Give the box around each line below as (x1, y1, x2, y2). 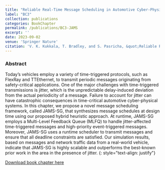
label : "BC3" (5, 12, 32, 17)
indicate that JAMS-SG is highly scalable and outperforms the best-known (5, 144, 156, 150)
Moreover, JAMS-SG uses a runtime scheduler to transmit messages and (5, 129, 153, 135)
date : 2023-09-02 (5, 35, 41, 40)
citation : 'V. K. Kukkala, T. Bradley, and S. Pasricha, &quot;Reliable (5, 44, 157, 49)
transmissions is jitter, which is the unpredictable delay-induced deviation (5, 87, 154, 93)
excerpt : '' (5, 30, 29, 35)
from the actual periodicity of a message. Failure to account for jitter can (5, 92, 152, 98)
